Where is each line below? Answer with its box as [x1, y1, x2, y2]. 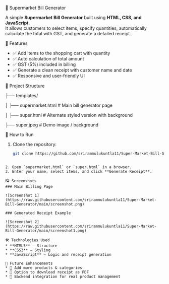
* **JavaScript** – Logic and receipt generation [5, 252, 112, 257]
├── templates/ [5, 93, 38, 98]
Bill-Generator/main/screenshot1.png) [5, 228, 87, 233]
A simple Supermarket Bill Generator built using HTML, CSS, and [5, 15, 142, 20]
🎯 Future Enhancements [5, 261, 53, 266]
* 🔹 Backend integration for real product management [5, 274, 121, 279]
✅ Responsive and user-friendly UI [12, 73, 85, 79]
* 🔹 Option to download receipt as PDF [5, 269, 89, 274]
